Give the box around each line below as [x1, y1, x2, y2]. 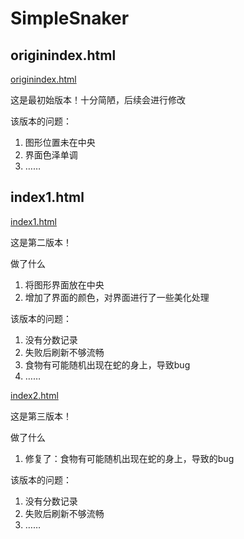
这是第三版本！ [10, 410, 72, 422]
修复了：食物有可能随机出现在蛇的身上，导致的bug [24, 452, 235, 464]
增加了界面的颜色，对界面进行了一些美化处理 [24, 291, 210, 303]
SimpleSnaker [10, 7, 130, 30]
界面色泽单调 [24, 149, 78, 161]
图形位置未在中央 [24, 137, 96, 148]
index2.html [10, 389, 59, 401]
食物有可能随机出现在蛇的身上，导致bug [24, 358, 191, 371]
